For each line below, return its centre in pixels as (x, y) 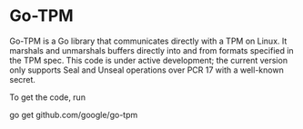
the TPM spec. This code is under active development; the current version (149, 60)
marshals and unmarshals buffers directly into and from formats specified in (151, 50)
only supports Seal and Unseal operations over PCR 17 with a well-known (146, 70)
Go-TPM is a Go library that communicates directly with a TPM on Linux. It (148, 41)
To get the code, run (48, 97)
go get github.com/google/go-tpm (74, 114)
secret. (23, 79)
